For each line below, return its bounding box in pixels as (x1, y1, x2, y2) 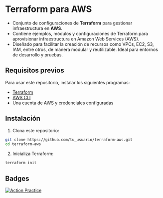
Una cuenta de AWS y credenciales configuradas (12, 100, 114, 106)
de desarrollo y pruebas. (12, 51, 63, 58)
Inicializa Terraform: (12, 151, 54, 157)
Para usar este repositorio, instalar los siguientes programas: (5, 79, 130, 85)
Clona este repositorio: (12, 127, 59, 133)
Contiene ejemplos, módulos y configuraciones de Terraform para (12, 30, 149, 36)
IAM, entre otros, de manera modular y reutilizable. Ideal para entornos (12, 46, 159, 52)
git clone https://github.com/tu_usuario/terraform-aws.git (5, 137, 133, 142)
